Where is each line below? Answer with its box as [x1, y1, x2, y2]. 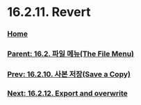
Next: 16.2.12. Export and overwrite [7, 88, 128, 98]
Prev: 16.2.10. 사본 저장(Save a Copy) [7, 69, 131, 79]
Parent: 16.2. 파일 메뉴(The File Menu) [7, 49, 134, 59]
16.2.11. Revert [7, 4, 91, 20]
